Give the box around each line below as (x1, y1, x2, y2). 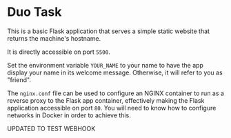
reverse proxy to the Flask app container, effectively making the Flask (7, 96, 205, 104)
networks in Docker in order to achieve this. (7, 111, 131, 119)
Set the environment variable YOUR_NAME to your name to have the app (7, 61, 203, 69)
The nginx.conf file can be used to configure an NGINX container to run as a (7, 89, 224, 97)
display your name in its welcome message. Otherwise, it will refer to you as (7, 68, 223, 77)
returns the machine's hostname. (7, 34, 101, 42)
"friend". (7, 75, 31, 83)
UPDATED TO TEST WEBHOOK (7, 124, 96, 132)
